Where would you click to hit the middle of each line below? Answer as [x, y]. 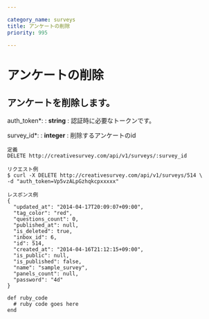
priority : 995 [28, 33]
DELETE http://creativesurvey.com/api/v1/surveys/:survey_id [97, 156]
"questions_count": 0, [46, 219]
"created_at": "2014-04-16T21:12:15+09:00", [79, 250]
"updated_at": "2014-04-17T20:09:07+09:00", [79, 207]
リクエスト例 [23, 170]
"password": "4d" [38, 280]
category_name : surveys [42, 19]
